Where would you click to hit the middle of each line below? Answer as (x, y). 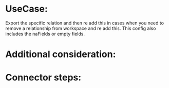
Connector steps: (43, 78)
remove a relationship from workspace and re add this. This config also (81, 28)
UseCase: (26, 9)
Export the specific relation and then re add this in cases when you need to (85, 23)
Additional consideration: (61, 54)
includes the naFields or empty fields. (45, 34)
